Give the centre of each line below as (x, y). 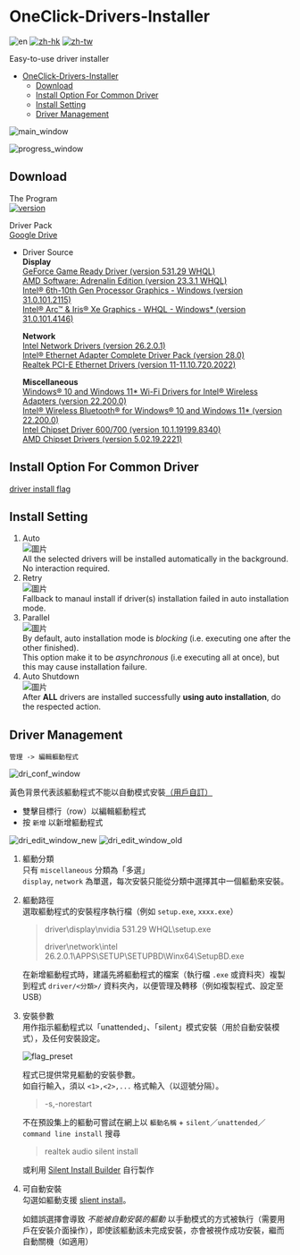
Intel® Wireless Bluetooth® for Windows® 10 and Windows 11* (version (152, 410)
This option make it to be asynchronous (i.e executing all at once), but (150, 657)
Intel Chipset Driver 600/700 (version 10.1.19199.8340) (121, 429)
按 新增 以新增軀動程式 (62, 823)
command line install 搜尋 (71, 1133)
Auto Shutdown (50, 677)
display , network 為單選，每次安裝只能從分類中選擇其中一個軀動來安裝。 (155, 881)
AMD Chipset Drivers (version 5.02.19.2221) (102, 439)
